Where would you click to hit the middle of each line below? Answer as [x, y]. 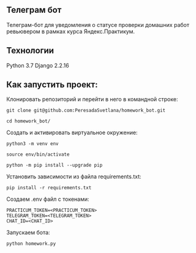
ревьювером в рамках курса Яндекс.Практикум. [71, 31]
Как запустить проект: [52, 85]
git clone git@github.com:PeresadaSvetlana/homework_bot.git [86, 111]
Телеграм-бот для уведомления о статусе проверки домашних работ [98, 25]
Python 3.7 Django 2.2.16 [38, 65]
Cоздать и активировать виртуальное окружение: [72, 133]
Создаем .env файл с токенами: [48, 199]
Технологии [30, 51]
